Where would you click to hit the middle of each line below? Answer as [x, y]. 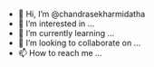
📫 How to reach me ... [60, 53]
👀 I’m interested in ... [56, 24]
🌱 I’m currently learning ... [66, 33]
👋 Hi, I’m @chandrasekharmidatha [82, 14]
